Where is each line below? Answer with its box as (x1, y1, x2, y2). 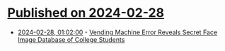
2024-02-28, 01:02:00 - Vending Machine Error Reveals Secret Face (17, 28, 218, 36)
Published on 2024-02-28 (7, 5, 165, 21)
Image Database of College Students (17, 35, 125, 43)
